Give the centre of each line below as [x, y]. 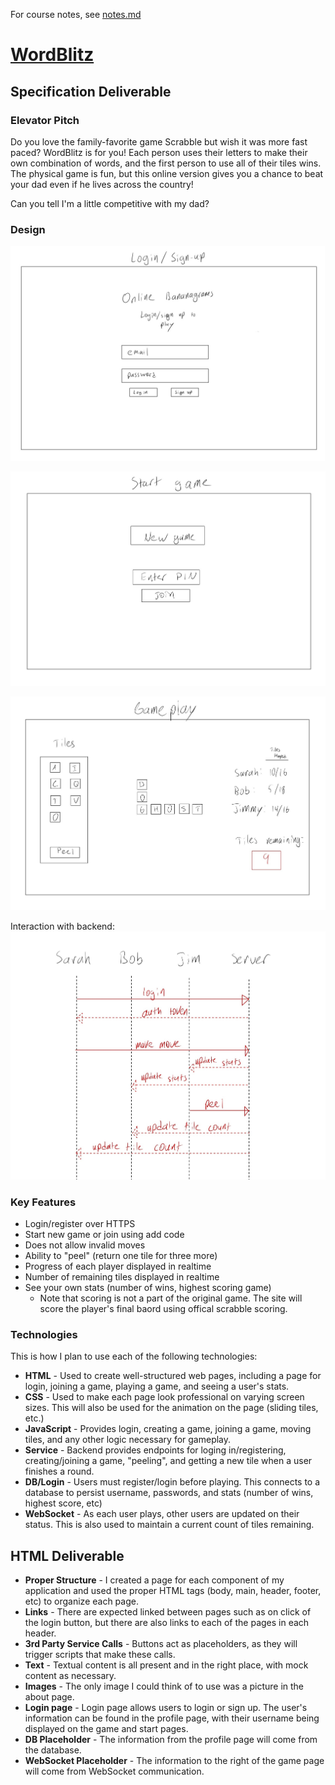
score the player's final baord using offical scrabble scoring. [163, 1308]
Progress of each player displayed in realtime [118, 1266]
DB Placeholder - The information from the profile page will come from [171, 1739]
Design [28, 229]
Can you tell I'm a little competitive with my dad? [110, 203]
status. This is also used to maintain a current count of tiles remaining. [169, 1525]
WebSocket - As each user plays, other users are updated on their [162, 1514]
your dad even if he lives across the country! [102, 184]
